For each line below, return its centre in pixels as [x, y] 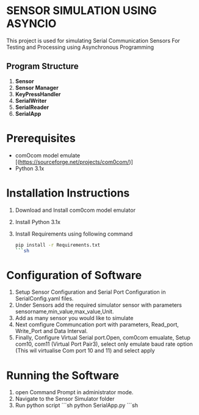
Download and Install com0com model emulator [75, 210]
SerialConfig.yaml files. [44, 299]
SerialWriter [31, 100]
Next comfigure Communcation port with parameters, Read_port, [97, 324]
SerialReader [32, 107]
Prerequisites [41, 138]
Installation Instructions [68, 193]
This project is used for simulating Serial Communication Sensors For [93, 40]
